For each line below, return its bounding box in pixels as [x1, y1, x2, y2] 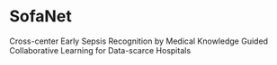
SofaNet [9, 6, 72, 27]
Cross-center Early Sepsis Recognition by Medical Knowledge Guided [9, 36, 268, 46]
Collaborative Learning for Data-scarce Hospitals [9, 45, 192, 55]
